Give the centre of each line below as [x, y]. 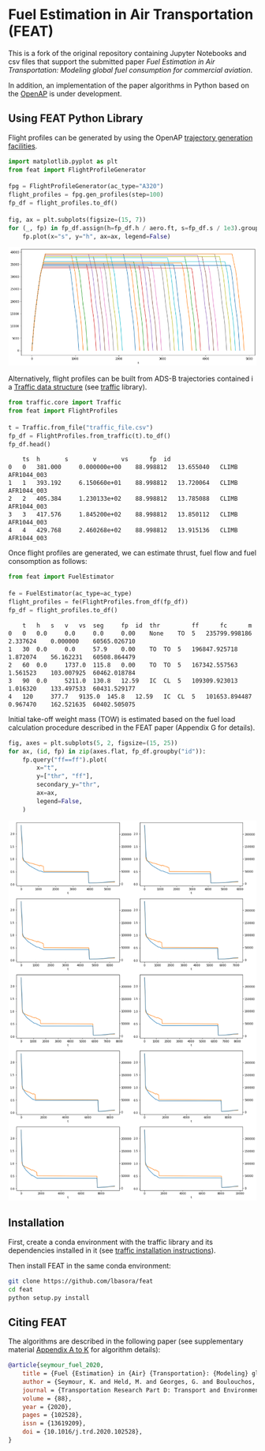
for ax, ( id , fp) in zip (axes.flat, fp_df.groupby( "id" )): [107, 751]
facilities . [23, 146]
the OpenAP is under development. [65, 93]
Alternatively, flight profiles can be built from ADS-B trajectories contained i [131, 379]
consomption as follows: [48, 562]
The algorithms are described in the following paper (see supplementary [126, 1341]
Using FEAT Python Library [76, 119]
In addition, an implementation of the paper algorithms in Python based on [129, 85]
